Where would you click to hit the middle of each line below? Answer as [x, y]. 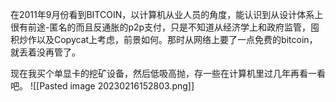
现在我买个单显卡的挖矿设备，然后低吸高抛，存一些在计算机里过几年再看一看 [168, 73]
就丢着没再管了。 [45, 52]
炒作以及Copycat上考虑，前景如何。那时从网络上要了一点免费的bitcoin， [168, 39]
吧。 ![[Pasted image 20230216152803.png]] [102, 86]
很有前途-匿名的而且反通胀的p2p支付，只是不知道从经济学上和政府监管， [161, 27]
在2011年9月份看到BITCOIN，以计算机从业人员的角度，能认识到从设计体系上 [167, 14]
